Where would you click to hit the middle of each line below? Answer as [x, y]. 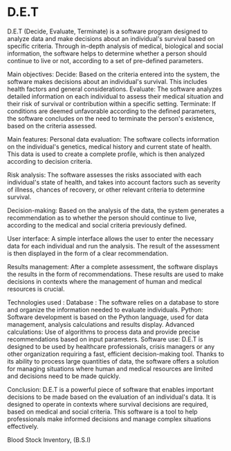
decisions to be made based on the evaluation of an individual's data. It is [112, 397]
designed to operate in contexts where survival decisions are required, [108, 404]
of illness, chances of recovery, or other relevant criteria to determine [106, 189]
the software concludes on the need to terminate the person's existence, [111, 118]
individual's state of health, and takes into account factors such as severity [114, 182]
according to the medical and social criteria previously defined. [97, 225]
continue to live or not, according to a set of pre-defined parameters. [105, 60]
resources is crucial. [36, 289]
